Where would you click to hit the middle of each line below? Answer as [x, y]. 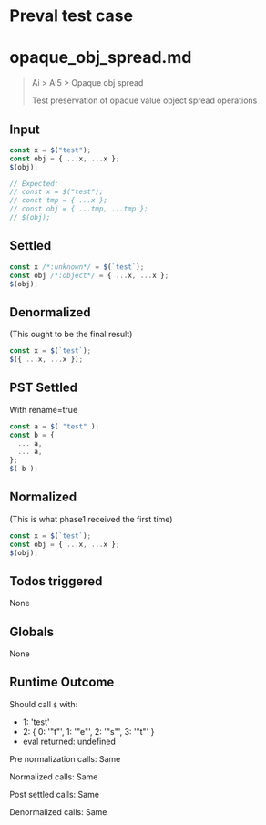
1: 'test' [36, 722]
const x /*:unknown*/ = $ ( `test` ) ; [77, 267]
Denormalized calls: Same [58, 811]
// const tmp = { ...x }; [58, 201]
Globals [32, 631]
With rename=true [44, 409]
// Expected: [34, 183]
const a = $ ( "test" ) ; [55, 426]
